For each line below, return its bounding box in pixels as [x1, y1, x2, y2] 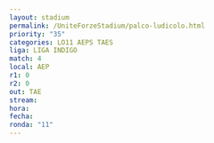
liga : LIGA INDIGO [9, 46, 78, 55]
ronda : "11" [9, 121, 53, 130]
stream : [9, 95, 38, 105]
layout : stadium [9, 12, 70, 22]
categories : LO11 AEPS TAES [9, 37, 114, 47]
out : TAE [9, 87, 42, 96]
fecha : [9, 112, 34, 121]
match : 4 [9, 54, 42, 63]
